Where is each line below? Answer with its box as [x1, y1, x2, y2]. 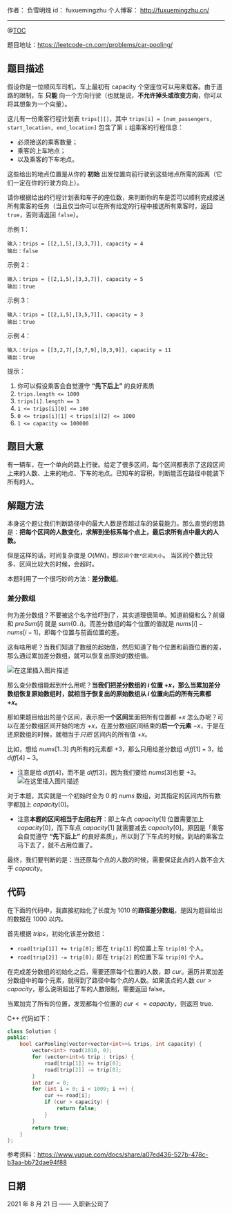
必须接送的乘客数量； [17, 138, 78, 146]
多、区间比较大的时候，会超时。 [7, 560, 98, 569]
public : [7, 1034, 30, 1041]
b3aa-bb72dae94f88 [7, 1158, 67, 1167]
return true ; [32, 1124, 70, 1131]
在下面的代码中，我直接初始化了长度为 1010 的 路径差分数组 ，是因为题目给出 [7, 905, 223, 914]
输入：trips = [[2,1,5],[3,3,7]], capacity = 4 [7, 240, 144, 247]
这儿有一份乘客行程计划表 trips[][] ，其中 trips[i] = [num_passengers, [7, 114, 213, 122]
